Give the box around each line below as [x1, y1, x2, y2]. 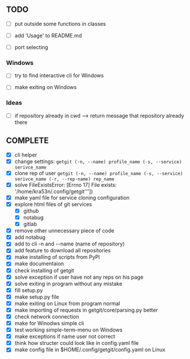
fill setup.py [14, 286, 43, 293]
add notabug [14, 234, 46, 241]
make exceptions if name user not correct [14, 333, 116, 340]
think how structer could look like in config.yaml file [14, 340, 139, 347]
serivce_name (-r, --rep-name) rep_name [14, 176, 115, 182]
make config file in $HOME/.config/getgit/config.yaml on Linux [14, 346, 165, 353]
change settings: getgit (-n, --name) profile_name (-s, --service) [14, 158, 182, 165]
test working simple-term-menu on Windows [14, 326, 123, 333]
